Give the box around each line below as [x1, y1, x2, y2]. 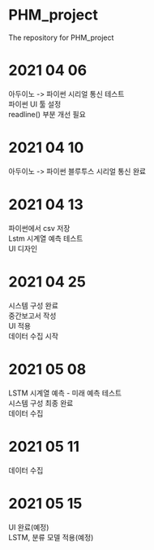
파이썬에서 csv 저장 [8, 223, 71, 233]
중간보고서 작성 [8, 311, 57, 321]
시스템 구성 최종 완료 [8, 398, 74, 408]
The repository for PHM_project [8, 33, 114, 42]
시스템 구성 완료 [8, 300, 59, 310]
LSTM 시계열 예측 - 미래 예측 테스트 [8, 388, 122, 398]
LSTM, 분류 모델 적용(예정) [8, 532, 94, 542]
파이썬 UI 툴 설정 [8, 99, 62, 109]
